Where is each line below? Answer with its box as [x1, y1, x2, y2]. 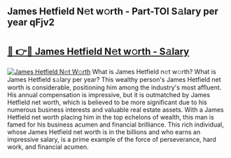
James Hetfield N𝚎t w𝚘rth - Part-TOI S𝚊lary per [7, 6, 219, 17]
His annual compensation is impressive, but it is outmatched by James [7, 91, 211, 99]
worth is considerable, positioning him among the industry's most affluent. [7, 83, 222, 92]
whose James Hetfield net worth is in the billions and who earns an [7, 128, 201, 136]
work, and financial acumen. [7, 143, 89, 151]
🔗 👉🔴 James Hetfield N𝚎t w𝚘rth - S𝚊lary [7, 45, 190, 57]
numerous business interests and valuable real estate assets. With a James [7, 106, 224, 114]
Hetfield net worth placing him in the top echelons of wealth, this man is [7, 113, 215, 121]
